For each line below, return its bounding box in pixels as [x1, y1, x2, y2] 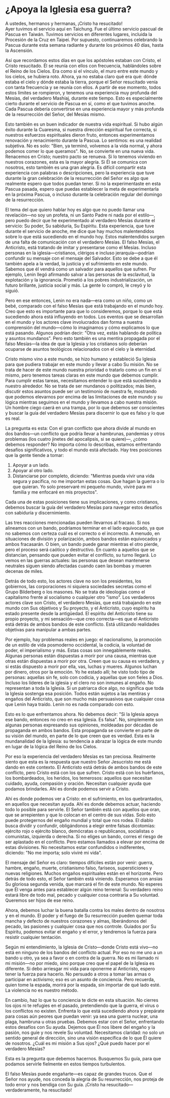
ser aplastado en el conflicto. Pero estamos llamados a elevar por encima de [5, 839, 164, 845]
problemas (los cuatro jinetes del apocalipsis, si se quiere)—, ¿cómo [5, 436, 148, 442]
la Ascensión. [5, 47, 34, 53]
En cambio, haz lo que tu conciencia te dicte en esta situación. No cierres [5, 997, 158, 1003]
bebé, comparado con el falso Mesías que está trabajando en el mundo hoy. [5, 302, 164, 309]
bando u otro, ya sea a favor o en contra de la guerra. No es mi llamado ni [5, 955, 159, 961]
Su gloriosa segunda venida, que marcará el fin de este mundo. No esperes [5, 881, 163, 887]
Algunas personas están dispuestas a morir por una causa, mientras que [5, 652, 157, 659]
